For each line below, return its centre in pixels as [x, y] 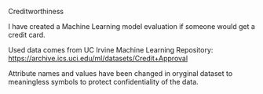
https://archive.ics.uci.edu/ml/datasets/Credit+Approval [98, 58]
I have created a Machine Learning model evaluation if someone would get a [131, 26]
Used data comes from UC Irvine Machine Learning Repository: [111, 50]
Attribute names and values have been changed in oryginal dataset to [121, 73]
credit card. [27, 35]
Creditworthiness [36, 11]
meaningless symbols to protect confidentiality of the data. [103, 82]
